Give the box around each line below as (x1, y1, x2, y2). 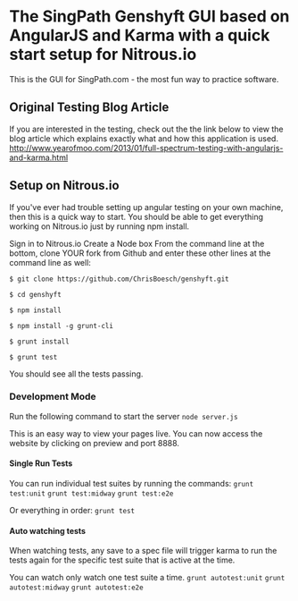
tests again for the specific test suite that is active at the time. (9, 554, 236, 565)
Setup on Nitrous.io (9, 178, 120, 193)
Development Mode (9, 391, 96, 403)
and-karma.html (9, 152, 69, 163)
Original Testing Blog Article (9, 100, 170, 115)
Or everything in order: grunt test (9, 505, 136, 516)
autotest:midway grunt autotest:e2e (9, 583, 145, 592)
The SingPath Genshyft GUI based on (9, 6, 290, 27)
